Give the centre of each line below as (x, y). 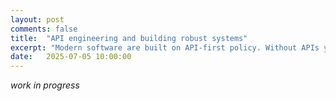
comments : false (44, 29)
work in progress (45, 85)
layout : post (37, 19)
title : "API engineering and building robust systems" (129, 38)
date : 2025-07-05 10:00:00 (71, 57)
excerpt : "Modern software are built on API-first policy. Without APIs (165, 47)
